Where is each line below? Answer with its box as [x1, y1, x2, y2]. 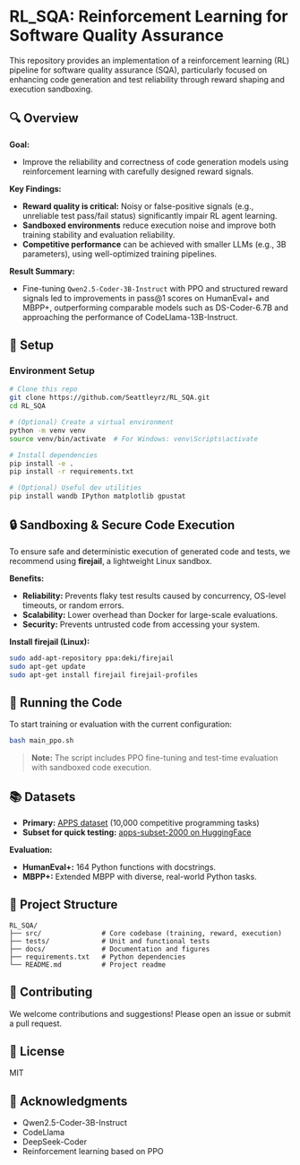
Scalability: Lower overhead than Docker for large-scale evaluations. [21, 609, 279, 620]
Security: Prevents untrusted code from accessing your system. [21, 619, 261, 630]
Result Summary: [9, 265, 75, 276]
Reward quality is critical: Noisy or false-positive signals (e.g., [21, 200, 254, 212]
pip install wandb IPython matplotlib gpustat [9, 491, 186, 501]
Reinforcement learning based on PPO [21, 1146, 164, 1157]
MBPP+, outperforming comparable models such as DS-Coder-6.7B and [21, 302, 289, 313]
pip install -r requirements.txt [9, 467, 134, 476]
